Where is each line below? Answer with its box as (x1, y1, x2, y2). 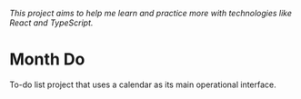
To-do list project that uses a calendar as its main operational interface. (9, 79, 277, 90)
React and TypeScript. (9, 17, 94, 28)
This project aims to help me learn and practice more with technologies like (9, 8, 293, 18)
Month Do (9, 49, 85, 70)
